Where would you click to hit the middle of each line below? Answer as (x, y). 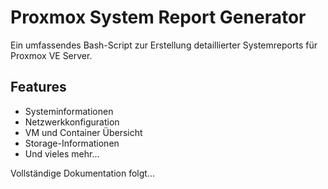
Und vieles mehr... (62, 153)
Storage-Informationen (72, 143)
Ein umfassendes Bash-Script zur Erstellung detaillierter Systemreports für (164, 45)
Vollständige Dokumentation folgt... (83, 173)
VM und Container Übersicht (83, 132)
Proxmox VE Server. (51, 55)
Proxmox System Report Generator (158, 17)
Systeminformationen (69, 111)
